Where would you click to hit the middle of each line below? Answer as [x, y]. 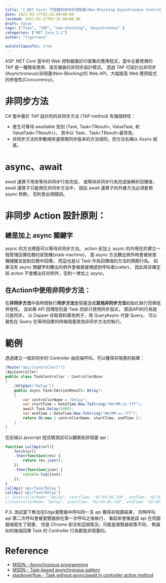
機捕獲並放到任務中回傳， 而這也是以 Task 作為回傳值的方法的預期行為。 [79, 261]
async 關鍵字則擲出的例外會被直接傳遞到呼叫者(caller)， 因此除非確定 [90, 267]
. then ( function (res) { [37, 456]
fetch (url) [25, 451]
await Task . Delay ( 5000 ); [48, 409]
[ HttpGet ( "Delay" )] [34, 386]
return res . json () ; [43, 461]
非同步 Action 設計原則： [56, 216]
